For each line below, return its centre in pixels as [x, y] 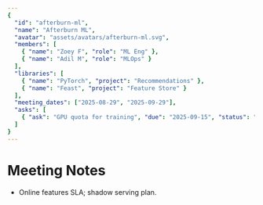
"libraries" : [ [39, 74]
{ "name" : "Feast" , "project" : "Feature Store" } [104, 88]
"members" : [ [36, 45]
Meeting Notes [57, 170]
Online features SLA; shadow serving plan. [88, 192]
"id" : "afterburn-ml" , [51, 23]
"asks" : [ [30, 110]
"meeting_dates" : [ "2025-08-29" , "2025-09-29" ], [95, 102]
